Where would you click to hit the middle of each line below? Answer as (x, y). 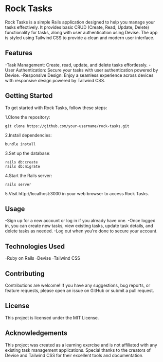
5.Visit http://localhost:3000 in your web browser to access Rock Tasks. (77, 193)
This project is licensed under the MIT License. (52, 317)
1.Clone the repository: (27, 117)
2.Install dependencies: (28, 135)
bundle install (20, 144)
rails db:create (21, 162)
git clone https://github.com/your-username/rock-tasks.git (67, 126)
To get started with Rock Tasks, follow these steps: (56, 108)
